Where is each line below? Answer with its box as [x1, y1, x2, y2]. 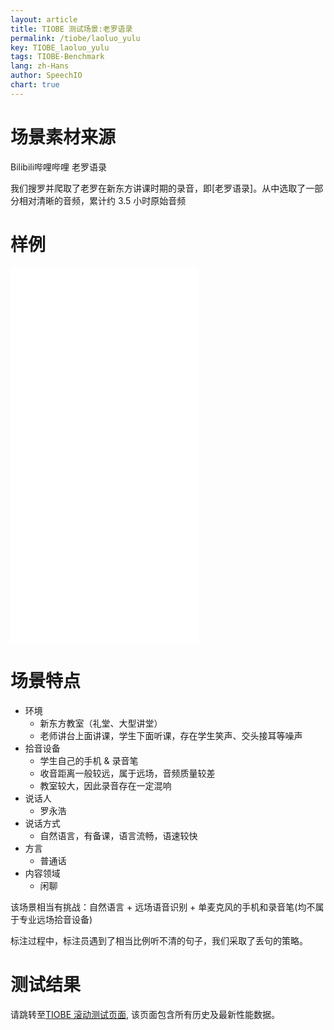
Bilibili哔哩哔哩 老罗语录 [10, 161, 108, 173]
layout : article [10, 14, 78, 25]
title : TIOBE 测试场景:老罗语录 [10, 24, 133, 34]
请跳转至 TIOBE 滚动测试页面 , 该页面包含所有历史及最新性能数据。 [10, 1008, 280, 1020]
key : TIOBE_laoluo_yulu [10, 42, 110, 53]
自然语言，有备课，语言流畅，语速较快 [39, 829, 198, 841]
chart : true [10, 80, 60, 90]
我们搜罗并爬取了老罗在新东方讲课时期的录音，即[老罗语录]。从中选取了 [10, 182, 307, 194]
